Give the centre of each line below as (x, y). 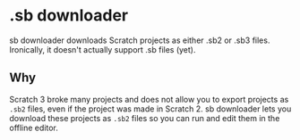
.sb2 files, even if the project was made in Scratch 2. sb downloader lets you (150, 109)
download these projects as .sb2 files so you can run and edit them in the (145, 118)
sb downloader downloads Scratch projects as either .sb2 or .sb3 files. (140, 40)
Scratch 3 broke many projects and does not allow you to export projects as (149, 99)
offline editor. (34, 128)
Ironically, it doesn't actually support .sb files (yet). (103, 49)
